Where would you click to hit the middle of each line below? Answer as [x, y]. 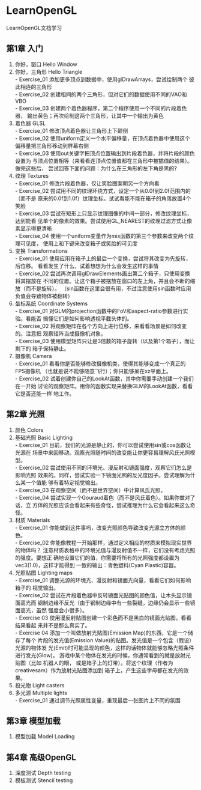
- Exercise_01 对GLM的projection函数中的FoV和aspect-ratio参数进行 [99, 311]
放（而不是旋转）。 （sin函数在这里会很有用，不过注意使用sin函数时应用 [103, 288]
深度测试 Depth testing [43, 773]
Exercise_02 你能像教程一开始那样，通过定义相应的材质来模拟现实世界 [106, 542]
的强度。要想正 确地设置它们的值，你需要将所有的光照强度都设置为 [97, 558]
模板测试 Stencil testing [44, 780]
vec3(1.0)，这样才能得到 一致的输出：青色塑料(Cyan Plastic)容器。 [97, 565]
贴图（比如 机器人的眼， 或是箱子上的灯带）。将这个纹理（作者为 [94, 663]
